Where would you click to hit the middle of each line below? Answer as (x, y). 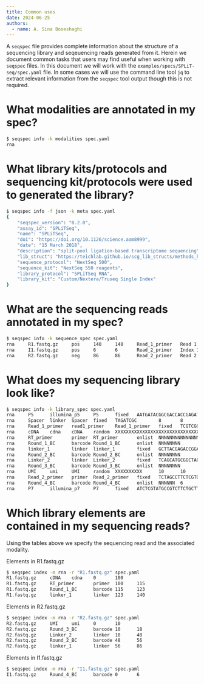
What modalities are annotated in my (101, 110)
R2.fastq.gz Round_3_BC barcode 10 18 (74, 629)
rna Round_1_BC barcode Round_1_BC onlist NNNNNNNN (93, 443)
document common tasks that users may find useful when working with (96, 59)
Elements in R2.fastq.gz (36, 607)
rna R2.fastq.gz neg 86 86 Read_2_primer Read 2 (102, 355)
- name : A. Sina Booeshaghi (47, 29)
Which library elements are (76, 513)
